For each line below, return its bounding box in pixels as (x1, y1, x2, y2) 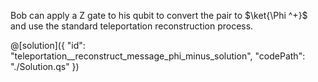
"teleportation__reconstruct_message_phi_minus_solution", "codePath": (10, 50, 306, 62)
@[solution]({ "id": (10, 40, 86, 51)
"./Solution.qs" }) (10, 61, 80, 72)
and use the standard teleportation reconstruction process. (10, 20, 254, 32)
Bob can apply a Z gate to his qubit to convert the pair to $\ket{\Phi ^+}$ (10, 10, 308, 21)
